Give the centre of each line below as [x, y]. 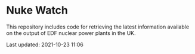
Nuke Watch [37, 10]
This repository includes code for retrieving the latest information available [98, 27]
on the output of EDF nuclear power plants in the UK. [71, 33]
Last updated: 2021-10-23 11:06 [45, 45]
